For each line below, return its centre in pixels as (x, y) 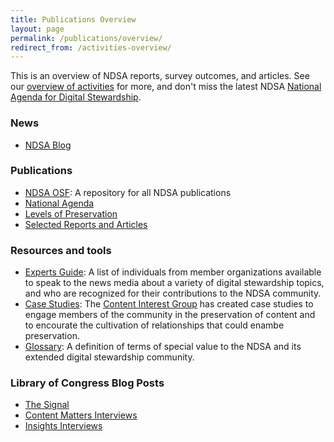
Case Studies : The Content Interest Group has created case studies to (169, 304)
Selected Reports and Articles (86, 224)
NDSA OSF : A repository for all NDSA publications (128, 192)
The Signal (47, 405)
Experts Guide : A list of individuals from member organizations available (173, 272)
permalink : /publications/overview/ (86, 38)
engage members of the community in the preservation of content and (170, 315)
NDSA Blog (48, 145)
